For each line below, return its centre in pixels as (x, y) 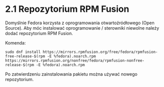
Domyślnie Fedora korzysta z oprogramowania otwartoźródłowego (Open (80, 23)
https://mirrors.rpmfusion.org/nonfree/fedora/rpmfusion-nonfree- (75, 60)
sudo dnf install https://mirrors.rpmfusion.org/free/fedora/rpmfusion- (82, 52)
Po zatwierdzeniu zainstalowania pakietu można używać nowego (71, 74)
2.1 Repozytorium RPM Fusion (67, 9)
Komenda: (16, 43)
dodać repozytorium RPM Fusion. (39, 33)
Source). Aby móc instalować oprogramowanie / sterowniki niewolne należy (82, 28)
